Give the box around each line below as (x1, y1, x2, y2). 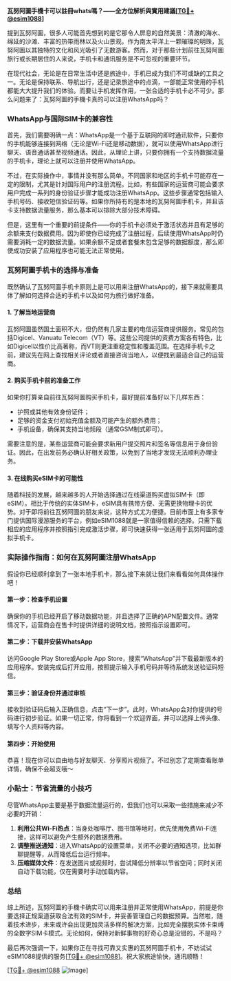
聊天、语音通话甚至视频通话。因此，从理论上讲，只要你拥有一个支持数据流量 (7, 148, 224, 157)
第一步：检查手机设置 (7, 595, 67, 604)
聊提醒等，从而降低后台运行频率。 (16, 850, 114, 858)
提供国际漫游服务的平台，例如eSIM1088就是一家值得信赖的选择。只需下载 (12, 517, 222, 525)
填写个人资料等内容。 (7, 722, 67, 731)
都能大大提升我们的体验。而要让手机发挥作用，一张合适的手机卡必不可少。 (7, 86, 218, 95)
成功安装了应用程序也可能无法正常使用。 (12, 246, 128, 255)
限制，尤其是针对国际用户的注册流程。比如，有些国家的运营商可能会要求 (19, 180, 224, 188)
